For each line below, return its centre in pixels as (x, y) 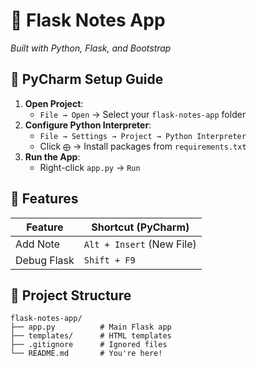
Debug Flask (45, 260)
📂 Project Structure (71, 295)
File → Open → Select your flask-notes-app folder (143, 114)
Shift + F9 (109, 260)
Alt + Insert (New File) (140, 244)
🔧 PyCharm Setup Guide (87, 79)
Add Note (37, 244)
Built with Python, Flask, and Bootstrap (91, 48)
